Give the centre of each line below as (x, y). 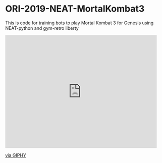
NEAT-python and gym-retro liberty (42, 28)
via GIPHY (16, 155)
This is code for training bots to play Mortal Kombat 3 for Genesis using (79, 23)
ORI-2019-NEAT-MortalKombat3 (75, 9)
